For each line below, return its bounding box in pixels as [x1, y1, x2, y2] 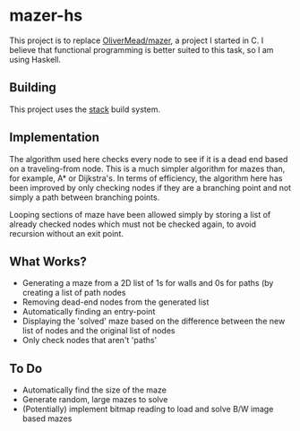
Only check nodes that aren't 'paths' [21, 335, 158, 346]
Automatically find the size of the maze [21, 384, 167, 395]
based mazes [21, 413, 73, 424]
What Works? [9, 254, 87, 269]
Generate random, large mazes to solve [21, 394, 168, 405]
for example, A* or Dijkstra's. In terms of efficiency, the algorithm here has [9, 172, 283, 184]
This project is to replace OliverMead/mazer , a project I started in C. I [9, 35, 264, 46]
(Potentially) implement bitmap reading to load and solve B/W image [21, 404, 274, 415]
